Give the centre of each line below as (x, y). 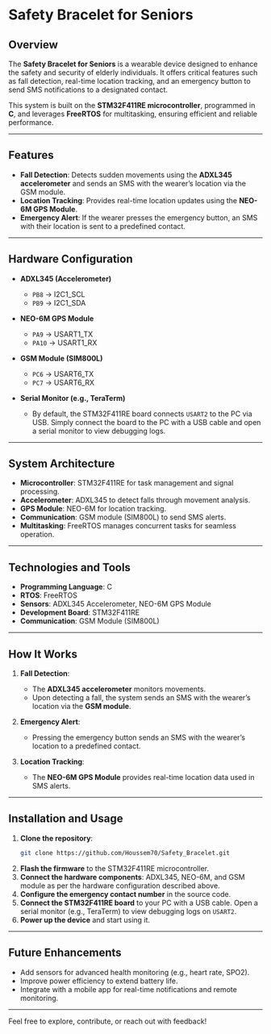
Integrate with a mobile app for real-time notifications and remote (129, 989)
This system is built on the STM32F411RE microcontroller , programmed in (132, 105)
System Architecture (62, 464)
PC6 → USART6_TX (63, 373)
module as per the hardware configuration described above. (120, 886)
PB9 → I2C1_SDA (59, 302)
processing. (40, 492)
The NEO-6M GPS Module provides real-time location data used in (143, 778)
